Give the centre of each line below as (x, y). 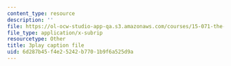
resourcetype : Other (37, 39)
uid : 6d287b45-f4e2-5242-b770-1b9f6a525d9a (70, 52)
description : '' (30, 20)
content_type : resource (41, 13)
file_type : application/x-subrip (55, 33)
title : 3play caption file (46, 45)
